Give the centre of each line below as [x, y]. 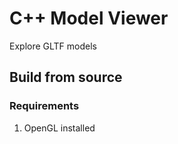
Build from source [66, 77]
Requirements [44, 106]
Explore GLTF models [53, 46]
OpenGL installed [59, 128]
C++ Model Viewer [89, 18]
